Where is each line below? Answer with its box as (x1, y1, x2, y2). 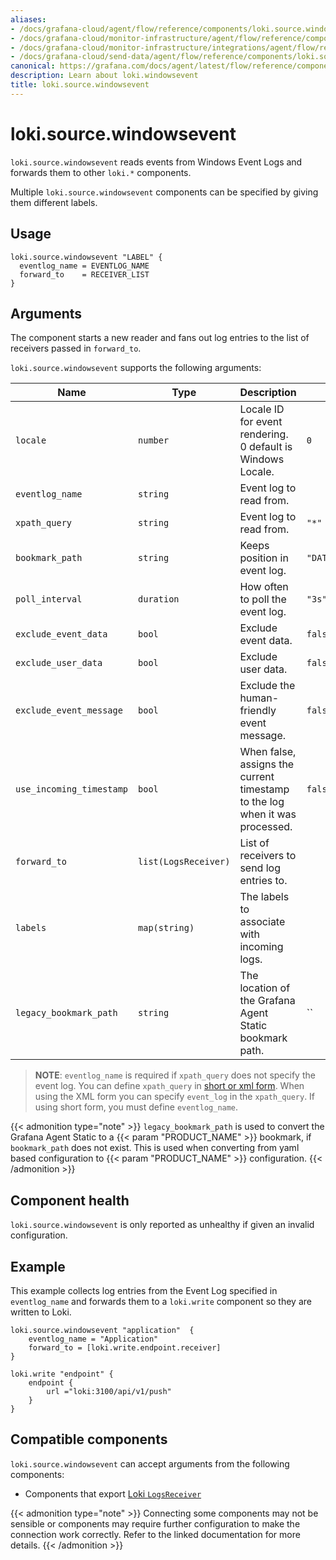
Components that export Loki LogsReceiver (24, 1487, 202, 1500)
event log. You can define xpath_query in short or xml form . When (34, 1080, 305, 1092)
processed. (239, 820, 293, 834)
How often (239, 580, 289, 594)
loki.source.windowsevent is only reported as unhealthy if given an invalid (10, 1219, 315, 1231)
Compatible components (10, 1431, 168, 1448)
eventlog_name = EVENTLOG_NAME (19, 261, 150, 271)
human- (239, 691, 280, 705)
